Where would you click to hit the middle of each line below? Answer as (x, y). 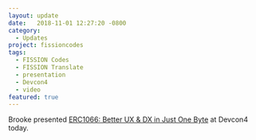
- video (28, 89)
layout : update (33, 16)
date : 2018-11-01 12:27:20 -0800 (67, 23)
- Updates (32, 38)
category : (25, 30)
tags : (17, 52)
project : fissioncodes (46, 45)
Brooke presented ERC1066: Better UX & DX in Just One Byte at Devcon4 (128, 119)
